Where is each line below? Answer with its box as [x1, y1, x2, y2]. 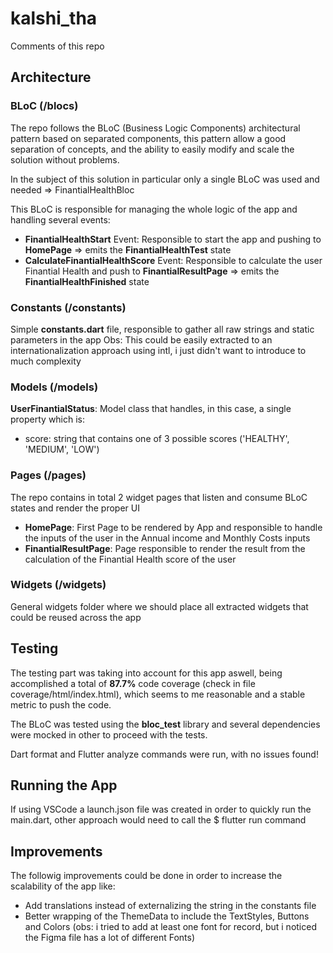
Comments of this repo [10, 40, 105, 52]
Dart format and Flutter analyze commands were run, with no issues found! [10, 748, 319, 760]
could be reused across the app [10, 611, 142, 623]
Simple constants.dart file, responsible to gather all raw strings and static [10, 323, 315, 335]
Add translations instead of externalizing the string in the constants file [24, 900, 317, 912]
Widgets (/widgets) [10, 578, 107, 592]
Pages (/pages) [10, 468, 87, 482]
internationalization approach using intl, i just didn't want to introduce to [10, 344, 307, 356]
